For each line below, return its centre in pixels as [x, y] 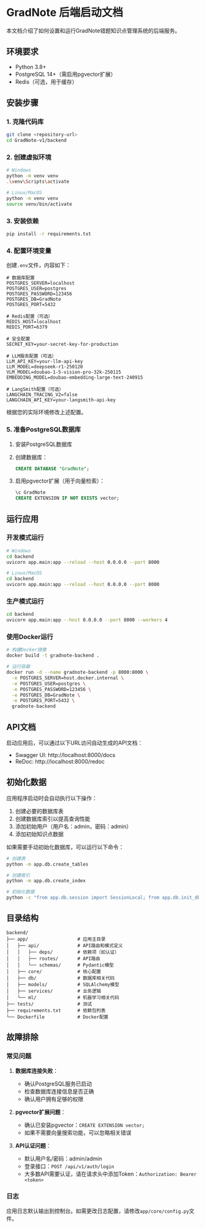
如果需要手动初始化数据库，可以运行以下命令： [65, 847]
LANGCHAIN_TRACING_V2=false [42, 395]
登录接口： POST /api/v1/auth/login [69, 1166]
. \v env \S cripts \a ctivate [38, 182]
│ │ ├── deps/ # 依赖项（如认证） [63, 952]
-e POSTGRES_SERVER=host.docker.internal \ [68, 678]
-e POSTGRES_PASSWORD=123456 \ [52, 689]
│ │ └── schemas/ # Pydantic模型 [60, 965]
